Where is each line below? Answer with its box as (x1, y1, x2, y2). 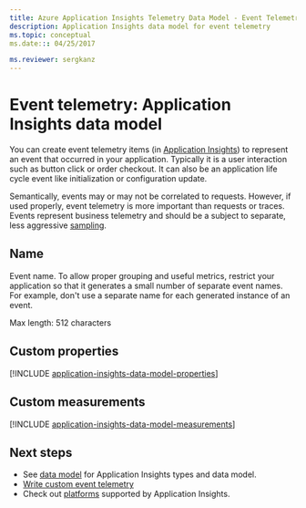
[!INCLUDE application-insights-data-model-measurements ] (9, 419, 236, 430)
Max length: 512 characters (9, 316, 112, 328)
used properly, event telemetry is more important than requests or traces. (9, 201, 285, 212)
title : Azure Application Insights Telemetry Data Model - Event (9, 13, 262, 23)
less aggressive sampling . (9, 220, 107, 231)
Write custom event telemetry (22, 479, 135, 490)
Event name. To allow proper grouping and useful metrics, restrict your (9, 270, 275, 281)
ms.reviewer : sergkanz (9, 56, 96, 65)
